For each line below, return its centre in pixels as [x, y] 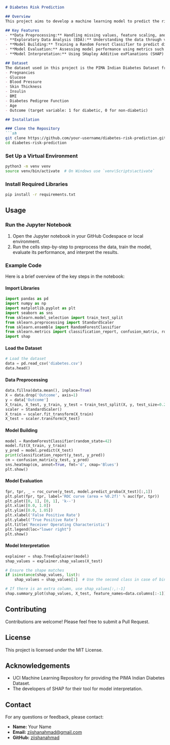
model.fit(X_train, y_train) [36, 446]
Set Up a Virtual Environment [41, 156]
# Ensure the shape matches [35, 570]
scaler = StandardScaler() [34, 409]
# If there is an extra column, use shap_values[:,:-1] [65, 589]
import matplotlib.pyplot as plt [40, 308]
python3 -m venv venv [28, 167]
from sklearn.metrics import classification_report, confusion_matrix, [82, 332]
